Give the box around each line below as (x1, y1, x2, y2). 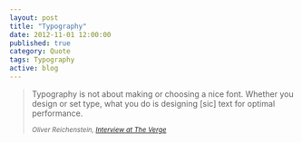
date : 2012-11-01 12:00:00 (9, 30, 112, 39)
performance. (31, 108, 83, 119)
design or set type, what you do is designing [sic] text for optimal (31, 98, 276, 109)
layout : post (9, 13, 59, 23)
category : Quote (9, 47, 71, 56)
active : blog (9, 64, 59, 73)
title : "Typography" (9, 22, 88, 31)
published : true (9, 38, 71, 48)
